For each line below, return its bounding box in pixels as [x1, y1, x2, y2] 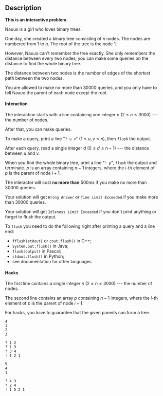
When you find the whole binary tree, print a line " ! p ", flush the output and [5, 160, 157, 166]
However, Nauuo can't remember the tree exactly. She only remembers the [5, 50, 155, 56]
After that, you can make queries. [5, 126, 72, 132]
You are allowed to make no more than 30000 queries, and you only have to [5, 85, 157, 90]
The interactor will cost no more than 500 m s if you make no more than [5, 180, 147, 185]
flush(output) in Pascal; [12, 248, 62, 254]
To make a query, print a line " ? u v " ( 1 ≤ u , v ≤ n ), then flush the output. [5, 136, 151, 142]
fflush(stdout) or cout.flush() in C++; [12, 238, 91, 244]
